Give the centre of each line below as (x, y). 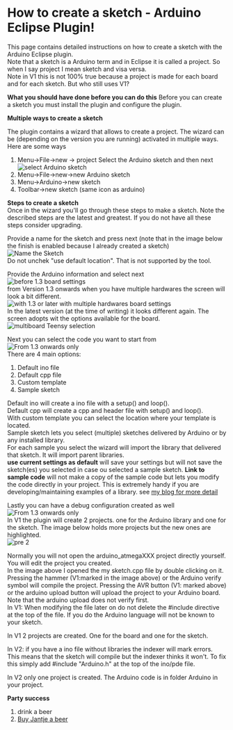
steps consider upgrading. (45, 225)
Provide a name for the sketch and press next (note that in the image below (115, 238)
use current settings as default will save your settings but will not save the (115, 462)
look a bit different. (34, 296)
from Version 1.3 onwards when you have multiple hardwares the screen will (116, 289)
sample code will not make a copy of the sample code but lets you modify (113, 477)
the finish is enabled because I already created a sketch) (88, 245)
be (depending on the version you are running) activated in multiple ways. (113, 139)
